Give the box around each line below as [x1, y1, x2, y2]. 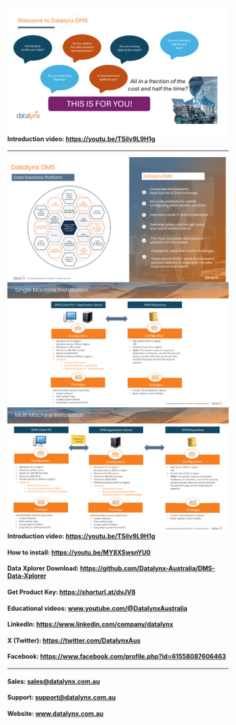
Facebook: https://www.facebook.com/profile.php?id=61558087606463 [7, 652, 226, 661]
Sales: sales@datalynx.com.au [7, 677, 100, 686]
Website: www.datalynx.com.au [7, 709, 104, 717]
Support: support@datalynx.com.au [7, 693, 116, 702]
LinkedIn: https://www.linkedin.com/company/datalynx [7, 620, 173, 628]
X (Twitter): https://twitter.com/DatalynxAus [7, 636, 141, 645]
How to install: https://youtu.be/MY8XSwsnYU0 [7, 548, 151, 557]
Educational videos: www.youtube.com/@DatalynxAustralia [7, 604, 188, 612]
